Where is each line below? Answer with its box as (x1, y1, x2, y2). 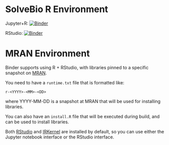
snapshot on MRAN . (5, 70, 47, 76)
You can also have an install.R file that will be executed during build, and (5, 113, 160, 119)
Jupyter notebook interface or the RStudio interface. (5, 134, 114, 140)
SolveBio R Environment (5, 4, 108, 15)
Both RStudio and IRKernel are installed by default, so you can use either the (5, 128, 164, 134)
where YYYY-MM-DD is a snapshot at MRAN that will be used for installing (5, 98, 161, 104)
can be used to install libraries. (5, 119, 69, 125)
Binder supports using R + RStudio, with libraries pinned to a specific (5, 64, 149, 70)
